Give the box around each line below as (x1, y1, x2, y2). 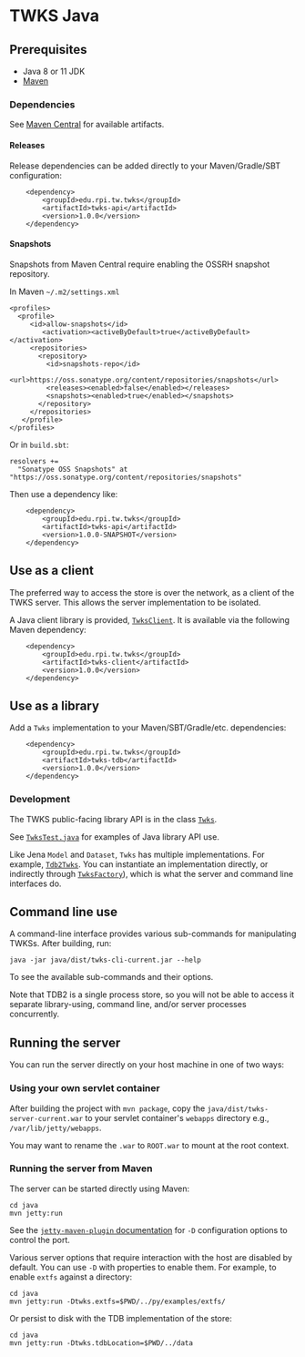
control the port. (9, 1234, 71, 1245)
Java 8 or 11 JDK (22, 66, 86, 77)
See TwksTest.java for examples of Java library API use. (9, 831, 220, 842)
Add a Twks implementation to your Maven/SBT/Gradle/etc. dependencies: (9, 722, 287, 733)
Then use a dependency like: (9, 488, 118, 499)
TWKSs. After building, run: (9, 938, 112, 949)
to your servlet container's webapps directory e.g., (85, 1112, 270, 1123)
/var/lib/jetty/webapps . (9, 1122, 102, 1133)
